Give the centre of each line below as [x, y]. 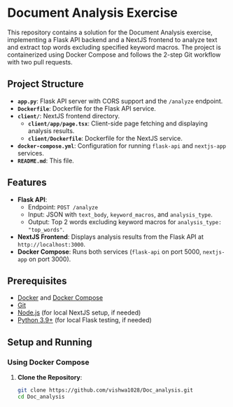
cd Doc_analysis [41, 396]
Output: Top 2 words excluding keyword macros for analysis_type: [125, 221]
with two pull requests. [40, 62]
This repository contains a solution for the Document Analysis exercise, [110, 32]
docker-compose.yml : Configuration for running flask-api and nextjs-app [121, 146]
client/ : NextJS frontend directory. [69, 116]
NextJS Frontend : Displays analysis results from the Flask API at [111, 237]
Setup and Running [50, 342]
